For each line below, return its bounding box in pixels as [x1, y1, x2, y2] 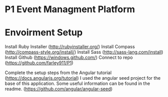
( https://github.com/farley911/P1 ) [5, 60, 74, 66]
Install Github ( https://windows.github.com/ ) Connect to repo [5, 54, 133, 60]
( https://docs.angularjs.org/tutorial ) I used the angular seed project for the [5, 75, 161, 81]
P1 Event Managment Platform [5, 4, 135, 15]
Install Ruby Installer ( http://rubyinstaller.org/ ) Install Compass [5, 44, 135, 50]
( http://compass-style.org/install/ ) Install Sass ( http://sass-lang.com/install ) [5, 49, 164, 55]
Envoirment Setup [5, 27, 83, 39]
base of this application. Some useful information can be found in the [5, 80, 150, 87]
